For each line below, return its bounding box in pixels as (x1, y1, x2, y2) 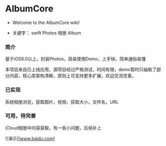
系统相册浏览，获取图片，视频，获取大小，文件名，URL (5, 98, 119, 105)
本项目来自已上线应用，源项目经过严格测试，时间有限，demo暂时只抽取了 (5, 66, 157, 72)
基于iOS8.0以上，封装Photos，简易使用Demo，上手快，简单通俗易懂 (5, 56, 146, 62)
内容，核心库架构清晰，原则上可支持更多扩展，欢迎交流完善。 (9, 73, 136, 79)
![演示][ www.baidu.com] (5, 135, 55, 141)
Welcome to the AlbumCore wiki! (12, 19, 80, 25)
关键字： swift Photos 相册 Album (12, 29, 81, 35)
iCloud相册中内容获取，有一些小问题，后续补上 (5, 124, 102, 130)
